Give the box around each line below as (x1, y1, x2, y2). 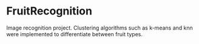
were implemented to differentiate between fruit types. (6, 30, 143, 37)
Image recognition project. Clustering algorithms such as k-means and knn (6, 24, 193, 31)
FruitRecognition (6, 4, 93, 18)
